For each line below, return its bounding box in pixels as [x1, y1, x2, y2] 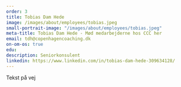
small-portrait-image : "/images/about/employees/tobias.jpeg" [6, 25, 162, 31]
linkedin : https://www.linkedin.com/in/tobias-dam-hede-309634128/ [6, 58, 176, 63]
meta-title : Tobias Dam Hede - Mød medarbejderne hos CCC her [6, 31, 162, 36]
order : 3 [6, 8, 28, 15]
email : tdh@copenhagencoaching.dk [6, 36, 91, 42]
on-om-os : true [6, 42, 44, 48]
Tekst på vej [6, 74, 36, 81]
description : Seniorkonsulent [6, 52, 81, 58]
